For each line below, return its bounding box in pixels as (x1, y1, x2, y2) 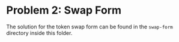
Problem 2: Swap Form (6, 4, 122, 17)
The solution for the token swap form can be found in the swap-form (6, 23, 173, 30)
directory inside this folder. (6, 29, 73, 36)
